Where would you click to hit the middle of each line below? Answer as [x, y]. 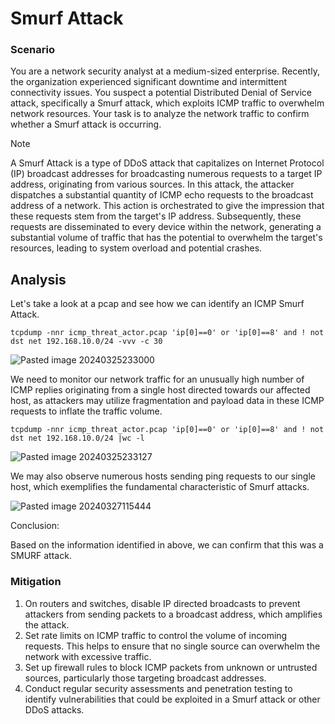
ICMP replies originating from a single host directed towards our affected [160, 390]
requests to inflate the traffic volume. [86, 411]
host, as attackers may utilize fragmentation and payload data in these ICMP [167, 401]
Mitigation [36, 582]
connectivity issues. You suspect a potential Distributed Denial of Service [161, 93]
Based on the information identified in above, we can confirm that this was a [167, 545]
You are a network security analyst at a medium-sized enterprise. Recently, [165, 71]
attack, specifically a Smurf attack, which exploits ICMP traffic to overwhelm [167, 103]
